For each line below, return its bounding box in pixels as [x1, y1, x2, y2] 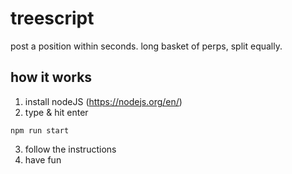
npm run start [10, 125, 70, 136]
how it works [10, 69, 93, 86]
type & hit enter [24, 106, 89, 118]
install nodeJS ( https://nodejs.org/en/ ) [24, 95, 183, 107]
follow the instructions [24, 143, 117, 155]
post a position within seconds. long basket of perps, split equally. [10, 40, 283, 52]
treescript [10, 7, 95, 30]
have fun [24, 153, 62, 166]
